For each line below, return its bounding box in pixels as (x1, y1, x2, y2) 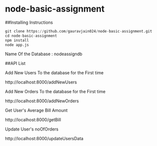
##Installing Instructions (5, 19, 53, 25)
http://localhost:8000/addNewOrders (5, 98, 79, 104)
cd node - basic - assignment (5, 33, 57, 38)
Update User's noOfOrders (5, 126, 59, 132)
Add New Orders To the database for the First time (5, 89, 106, 95)
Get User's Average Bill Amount (5, 108, 68, 114)
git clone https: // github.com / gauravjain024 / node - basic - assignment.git (5, 29, 152, 33)
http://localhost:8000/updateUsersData (5, 136, 84, 142)
